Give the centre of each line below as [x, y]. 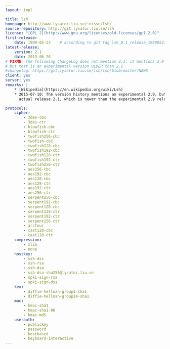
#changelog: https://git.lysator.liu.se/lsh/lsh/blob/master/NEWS [77, 71]
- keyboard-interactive [48, 339]
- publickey [36, 324]
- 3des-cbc [35, 118]
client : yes [18, 76]
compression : [28, 240]
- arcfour [34, 226]
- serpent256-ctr [41, 221]
